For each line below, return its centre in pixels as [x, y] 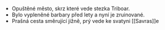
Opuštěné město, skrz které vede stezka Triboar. [71, 9]
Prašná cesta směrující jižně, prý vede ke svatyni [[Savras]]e [85, 21]
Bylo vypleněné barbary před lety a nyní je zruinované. [78, 15]
